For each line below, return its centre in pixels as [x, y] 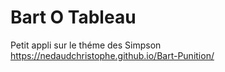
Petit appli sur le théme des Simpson [86, 45]
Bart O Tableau [73, 17]
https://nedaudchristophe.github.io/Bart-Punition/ [112, 55]
